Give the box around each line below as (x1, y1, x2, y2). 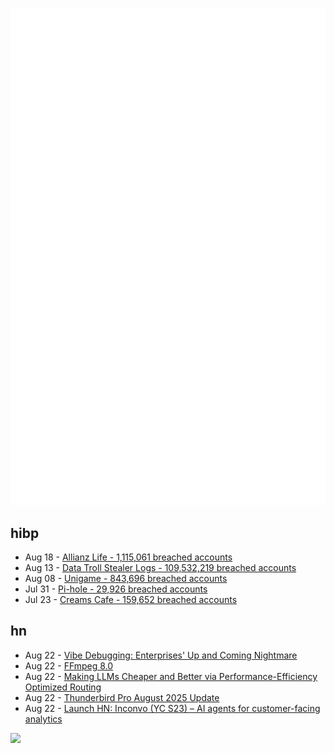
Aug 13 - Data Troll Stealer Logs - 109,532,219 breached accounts (24, 562, 297, 574)
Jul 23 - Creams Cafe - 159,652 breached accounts (24, 594, 238, 606)
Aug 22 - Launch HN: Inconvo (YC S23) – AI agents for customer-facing (24, 702, 321, 714)
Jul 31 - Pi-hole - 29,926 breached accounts (24, 583, 208, 595)
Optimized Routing (24, 681, 102, 693)
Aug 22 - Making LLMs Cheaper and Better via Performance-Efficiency (24, 670, 318, 682)
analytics (24, 713, 63, 725)
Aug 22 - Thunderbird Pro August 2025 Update (24, 691, 220, 703)
